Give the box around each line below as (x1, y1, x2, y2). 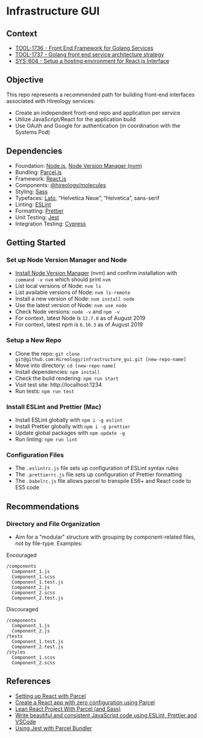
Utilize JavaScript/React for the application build (15, 115, 136, 122)
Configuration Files (6, 450, 64, 459)
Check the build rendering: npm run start (15, 374, 119, 382)
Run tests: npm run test (15, 387, 75, 394)
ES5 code (15, 484, 39, 491)
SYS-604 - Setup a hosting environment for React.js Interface (15, 58, 170, 64)
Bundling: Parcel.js (15, 168, 62, 176)
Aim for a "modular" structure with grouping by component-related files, (15, 533, 196, 540)
